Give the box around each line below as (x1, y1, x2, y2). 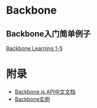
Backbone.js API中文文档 (14, 88, 76, 95)
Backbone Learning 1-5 (6, 45, 63, 52)
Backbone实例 (14, 96, 50, 103)
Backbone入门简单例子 (6, 28, 91, 39)
